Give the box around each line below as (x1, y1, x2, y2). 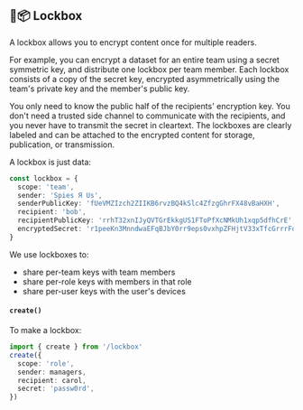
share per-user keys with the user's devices (22, 285, 187, 296)
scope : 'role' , (17, 359, 75, 368)
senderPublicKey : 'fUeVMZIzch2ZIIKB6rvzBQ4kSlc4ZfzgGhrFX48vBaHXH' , (17, 199, 280, 209)
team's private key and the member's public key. (9, 83, 190, 94)
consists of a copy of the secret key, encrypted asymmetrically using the (9, 73, 280, 84)
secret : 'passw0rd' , (17, 384, 95, 394)
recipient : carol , (17, 376, 87, 385)
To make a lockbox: (9, 325, 82, 336)
